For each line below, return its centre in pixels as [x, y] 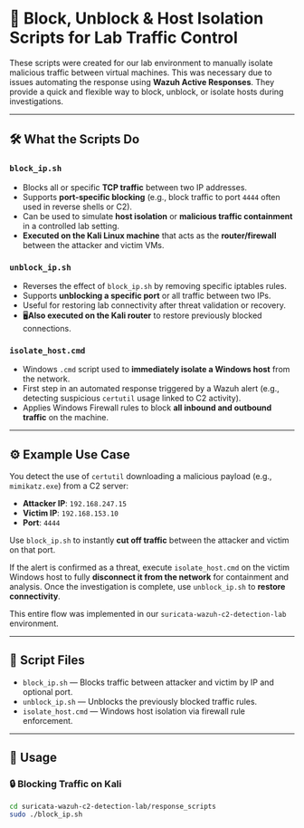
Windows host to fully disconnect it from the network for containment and [149, 577]
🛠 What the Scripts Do [75, 140]
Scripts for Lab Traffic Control [123, 38]
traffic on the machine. [66, 418]
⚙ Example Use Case [70, 454]
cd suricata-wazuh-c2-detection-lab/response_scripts [113, 806]
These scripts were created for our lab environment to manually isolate [141, 63]
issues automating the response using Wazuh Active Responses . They [142, 82]
